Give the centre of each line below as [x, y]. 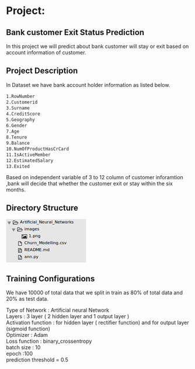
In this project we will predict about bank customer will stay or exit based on [97, 46]
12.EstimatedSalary [30, 161]
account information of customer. [46, 53]
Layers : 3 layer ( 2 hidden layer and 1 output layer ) [68, 316]
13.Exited [18, 166]
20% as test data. [27, 299]
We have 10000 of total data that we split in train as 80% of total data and [94, 293]
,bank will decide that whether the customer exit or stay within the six [90, 183]
